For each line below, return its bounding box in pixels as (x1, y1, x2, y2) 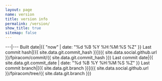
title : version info (5, 16, 48, 21)
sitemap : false (5, 30, 37, 35)
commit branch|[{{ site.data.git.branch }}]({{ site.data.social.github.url (5, 65, 149, 71)
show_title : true (5, 26, 41, 31)
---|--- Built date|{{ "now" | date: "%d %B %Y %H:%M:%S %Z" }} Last (5, 44, 152, 50)
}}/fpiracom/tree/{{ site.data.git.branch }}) (5, 71, 92, 76)
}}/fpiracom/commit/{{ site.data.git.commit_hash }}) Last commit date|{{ (5, 55, 154, 60)
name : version (5, 12, 35, 17)
